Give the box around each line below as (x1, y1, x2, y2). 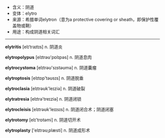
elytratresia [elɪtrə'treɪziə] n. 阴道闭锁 (5, 96, 82, 102)
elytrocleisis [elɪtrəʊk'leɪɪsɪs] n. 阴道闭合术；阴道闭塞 (5, 107, 114, 112)
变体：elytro (12, 10, 37, 16)
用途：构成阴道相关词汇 (12, 29, 60, 34)
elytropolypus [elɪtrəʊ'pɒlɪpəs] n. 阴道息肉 (5, 55, 92, 60)
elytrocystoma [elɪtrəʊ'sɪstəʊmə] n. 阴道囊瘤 (5, 65, 97, 70)
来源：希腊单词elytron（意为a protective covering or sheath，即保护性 (12, 17, 155, 22)
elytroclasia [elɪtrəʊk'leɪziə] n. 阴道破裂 (5, 85, 85, 91)
